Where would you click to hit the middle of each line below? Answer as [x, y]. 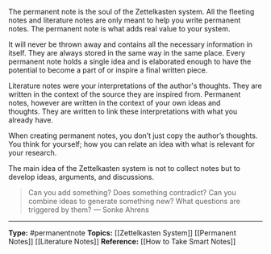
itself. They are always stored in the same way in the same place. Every [127, 53]
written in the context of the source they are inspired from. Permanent [125, 94]
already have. [31, 120]
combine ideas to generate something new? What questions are [134, 201]
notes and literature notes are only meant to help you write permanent [125, 20]
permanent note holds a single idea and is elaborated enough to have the [130, 61]
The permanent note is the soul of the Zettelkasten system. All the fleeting [131, 12]
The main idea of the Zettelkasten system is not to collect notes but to [124, 168]
